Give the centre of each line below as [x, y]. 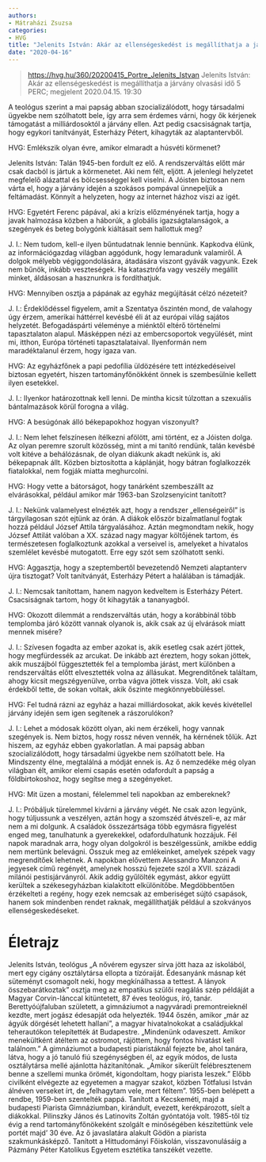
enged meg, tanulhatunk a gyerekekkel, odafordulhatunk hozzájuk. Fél [123, 835]
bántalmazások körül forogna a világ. [68, 406]
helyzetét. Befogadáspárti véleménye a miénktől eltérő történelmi [114, 325]
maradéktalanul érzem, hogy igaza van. [72, 351]
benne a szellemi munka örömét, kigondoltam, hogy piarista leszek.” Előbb [130, 1073]
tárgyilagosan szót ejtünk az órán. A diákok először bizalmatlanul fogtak [125, 518]
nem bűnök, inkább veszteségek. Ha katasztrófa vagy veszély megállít [123, 269]
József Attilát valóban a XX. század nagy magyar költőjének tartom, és [123, 535]
